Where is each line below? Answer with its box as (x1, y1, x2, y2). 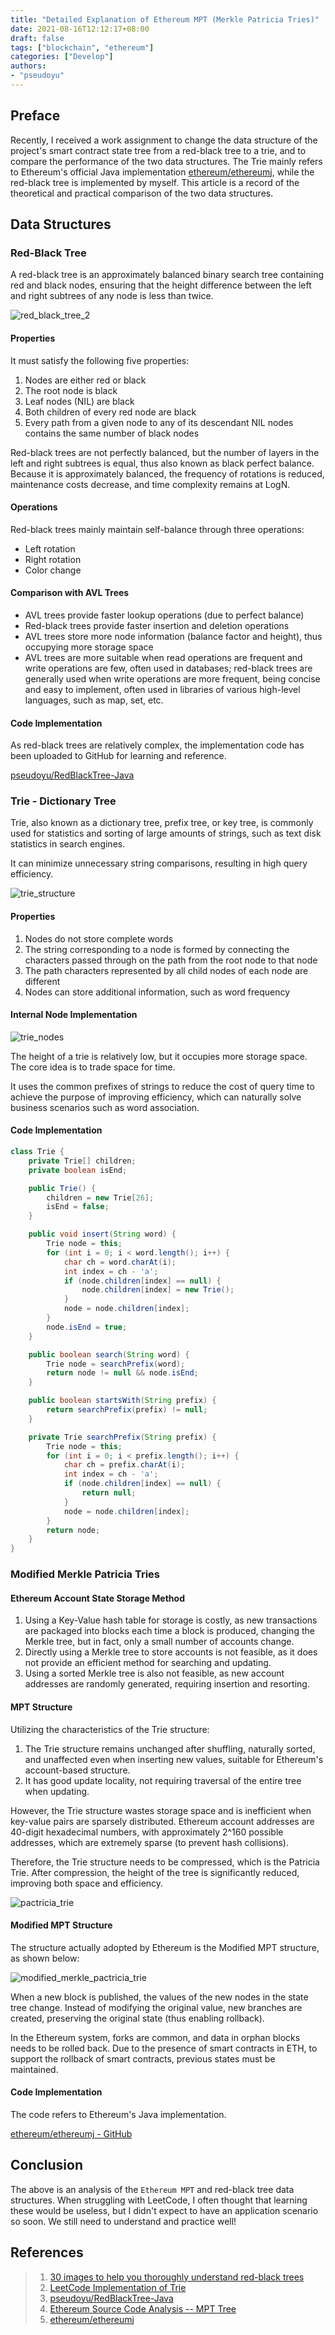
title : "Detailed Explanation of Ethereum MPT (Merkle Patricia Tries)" (10, 14, 320, 25)
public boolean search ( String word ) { (28, 1349, 190, 1360)
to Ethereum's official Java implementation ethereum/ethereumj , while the (10, 166, 315, 178)
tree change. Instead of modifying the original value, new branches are (10, 2001, 303, 2013)
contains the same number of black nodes (24, 427, 200, 439)
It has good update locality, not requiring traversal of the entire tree (24, 1774, 302, 1786)
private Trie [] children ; (28, 1156, 137, 1166)
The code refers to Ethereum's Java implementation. (10, 2108, 227, 2120)
